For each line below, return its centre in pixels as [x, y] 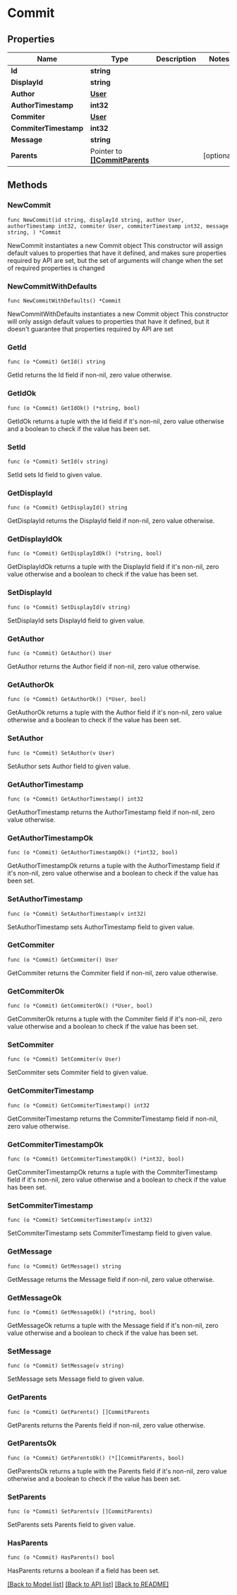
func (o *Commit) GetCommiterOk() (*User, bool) [80, 1006]
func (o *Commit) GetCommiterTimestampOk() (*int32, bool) [96, 1159]
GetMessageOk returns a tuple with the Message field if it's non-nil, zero [113, 1325]
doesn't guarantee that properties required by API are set [90, 329]
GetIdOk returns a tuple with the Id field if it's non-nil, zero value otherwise [116, 421]
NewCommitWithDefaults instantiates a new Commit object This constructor [118, 314]
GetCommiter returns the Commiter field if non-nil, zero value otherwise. [113, 972]
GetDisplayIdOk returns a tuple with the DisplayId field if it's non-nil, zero [113, 567]
